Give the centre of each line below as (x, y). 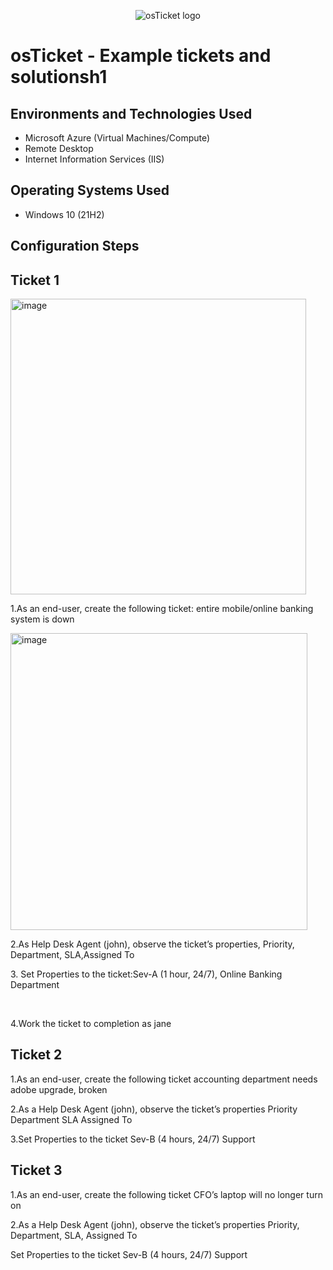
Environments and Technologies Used (131, 113)
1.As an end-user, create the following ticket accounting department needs (164, 1079)
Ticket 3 (36, 1170)
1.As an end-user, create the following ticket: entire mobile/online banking (162, 609)
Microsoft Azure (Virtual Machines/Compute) (117, 138)
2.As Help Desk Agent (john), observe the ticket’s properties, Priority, (152, 944)
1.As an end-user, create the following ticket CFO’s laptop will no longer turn (166, 1194)
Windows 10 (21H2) (64, 214)
